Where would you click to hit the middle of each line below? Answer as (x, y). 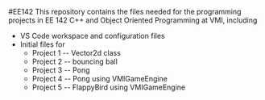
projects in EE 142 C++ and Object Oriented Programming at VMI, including (133, 20)
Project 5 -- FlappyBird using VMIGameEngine (109, 87)
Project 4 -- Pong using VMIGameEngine (99, 79)
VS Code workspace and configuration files (92, 36)
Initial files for (43, 44)
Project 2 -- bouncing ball (75, 61)
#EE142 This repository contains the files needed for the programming (125, 12)
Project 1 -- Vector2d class (76, 53)
